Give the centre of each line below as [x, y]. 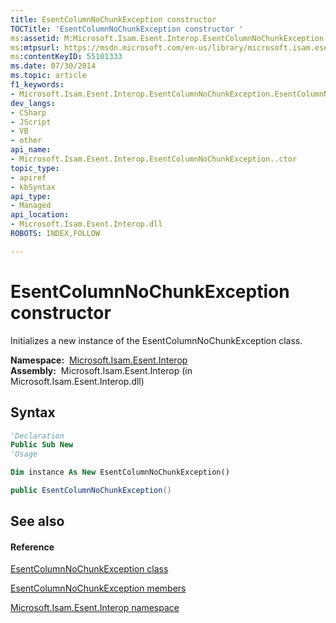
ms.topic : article [48, 76]
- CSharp [28, 112]
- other [26, 141]
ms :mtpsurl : [35, 47]
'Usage [24, 454]
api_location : [40, 215]
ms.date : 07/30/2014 [53, 66]
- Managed [31, 206]
